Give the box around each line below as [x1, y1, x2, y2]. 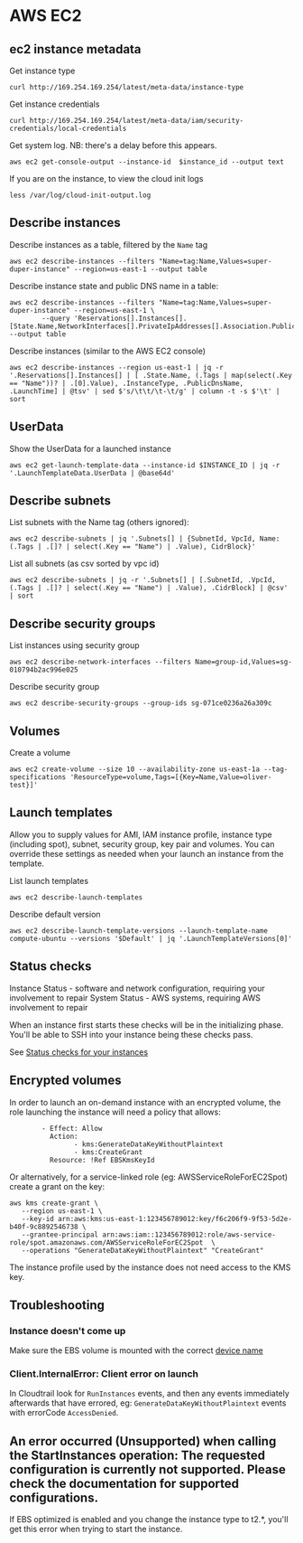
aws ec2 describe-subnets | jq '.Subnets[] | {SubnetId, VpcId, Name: [9, 534, 280, 543]
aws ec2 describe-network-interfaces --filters [9, 657, 192, 667]
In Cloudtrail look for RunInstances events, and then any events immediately [9, 1388, 290, 1399]
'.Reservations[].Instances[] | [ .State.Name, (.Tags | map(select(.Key [9, 371, 293, 380]
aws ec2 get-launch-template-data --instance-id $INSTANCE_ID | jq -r [9, 460, 280, 470]
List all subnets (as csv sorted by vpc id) [9, 558, 160, 569]
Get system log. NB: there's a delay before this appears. [9, 140, 217, 150]
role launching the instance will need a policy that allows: [9, 1106, 221, 1117]
